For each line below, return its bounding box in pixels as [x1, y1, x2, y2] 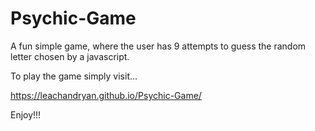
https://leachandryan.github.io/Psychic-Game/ [10, 89, 202, 101]
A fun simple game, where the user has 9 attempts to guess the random [10, 40, 307, 52]
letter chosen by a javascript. [10, 50, 130, 62]
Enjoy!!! [10, 108, 42, 121]
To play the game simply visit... [10, 70, 138, 82]
